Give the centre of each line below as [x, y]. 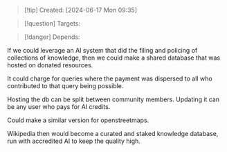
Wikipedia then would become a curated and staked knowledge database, [113, 134]
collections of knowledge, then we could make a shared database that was [113, 58]
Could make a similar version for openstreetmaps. [78, 120]
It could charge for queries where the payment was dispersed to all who [110, 78]
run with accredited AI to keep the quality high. [74, 141]
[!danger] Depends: [52, 37]
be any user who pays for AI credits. [59, 107]
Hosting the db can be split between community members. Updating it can [113, 99]
